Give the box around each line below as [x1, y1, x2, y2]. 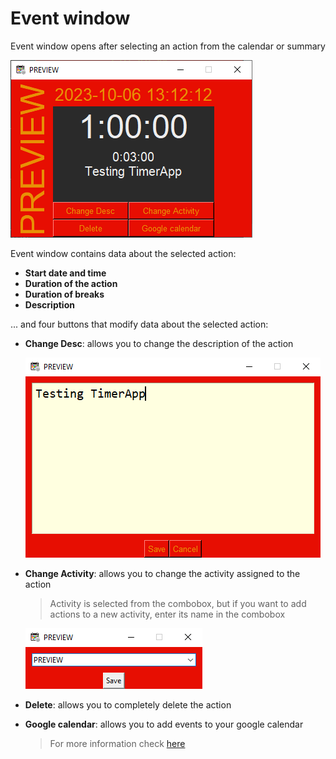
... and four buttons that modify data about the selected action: [10, 318, 269, 330]
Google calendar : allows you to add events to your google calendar [24, 718, 304, 730]
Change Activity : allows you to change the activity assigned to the [24, 567, 301, 579]
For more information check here [49, 737, 186, 749]
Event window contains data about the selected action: [10, 247, 237, 259]
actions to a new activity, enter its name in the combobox [49, 608, 286, 620]
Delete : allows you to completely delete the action [24, 698, 232, 711]
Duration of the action [24, 277, 118, 289]
